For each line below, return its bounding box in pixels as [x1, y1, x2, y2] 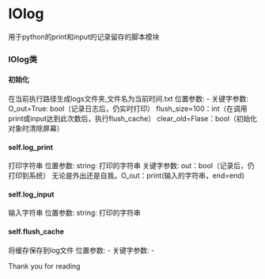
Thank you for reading [8, 261, 81, 270]
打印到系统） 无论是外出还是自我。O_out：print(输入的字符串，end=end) [8, 171, 245, 181]
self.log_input [8, 189, 55, 199]
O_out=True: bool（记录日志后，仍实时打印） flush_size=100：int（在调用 [8, 104, 248, 113]
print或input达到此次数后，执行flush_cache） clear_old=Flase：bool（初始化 [8, 114, 258, 124]
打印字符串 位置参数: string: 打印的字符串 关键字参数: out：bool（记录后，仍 [8, 161, 255, 170]
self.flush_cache [8, 227, 65, 236]
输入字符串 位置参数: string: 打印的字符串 [8, 208, 141, 218]
